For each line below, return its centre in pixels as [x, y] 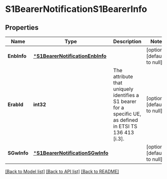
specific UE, [127, 114]
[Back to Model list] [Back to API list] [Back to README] [62, 172]
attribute [123, 77]
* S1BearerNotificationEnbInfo [70, 56]
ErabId [15, 104]
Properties [22, 28]
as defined [125, 120]
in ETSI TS [125, 126]
